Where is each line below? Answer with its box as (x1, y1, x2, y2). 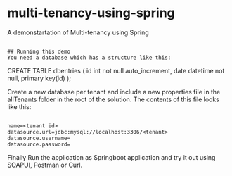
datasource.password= (7, 141, 71, 148)
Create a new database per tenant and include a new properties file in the (7, 87, 221, 96)
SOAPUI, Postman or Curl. (7, 161, 83, 169)
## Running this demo (7, 48, 71, 55)
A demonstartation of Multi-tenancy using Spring (7, 28, 149, 37)
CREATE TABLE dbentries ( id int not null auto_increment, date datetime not (7, 66, 225, 75)
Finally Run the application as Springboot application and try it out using (7, 153, 216, 161)
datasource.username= (7, 134, 71, 142)
